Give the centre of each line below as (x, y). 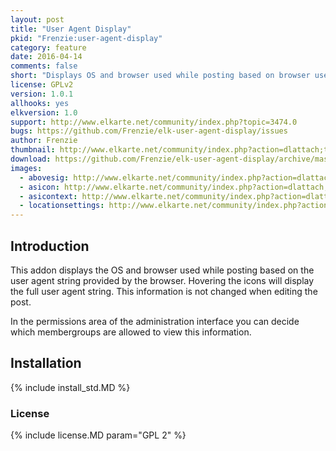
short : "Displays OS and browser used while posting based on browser (160, 76)
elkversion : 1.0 (44, 112)
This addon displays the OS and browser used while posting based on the (162, 270)
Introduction (50, 246)
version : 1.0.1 (42, 94)
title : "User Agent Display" (71, 29)
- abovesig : (44, 177)
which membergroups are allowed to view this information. (131, 332)
